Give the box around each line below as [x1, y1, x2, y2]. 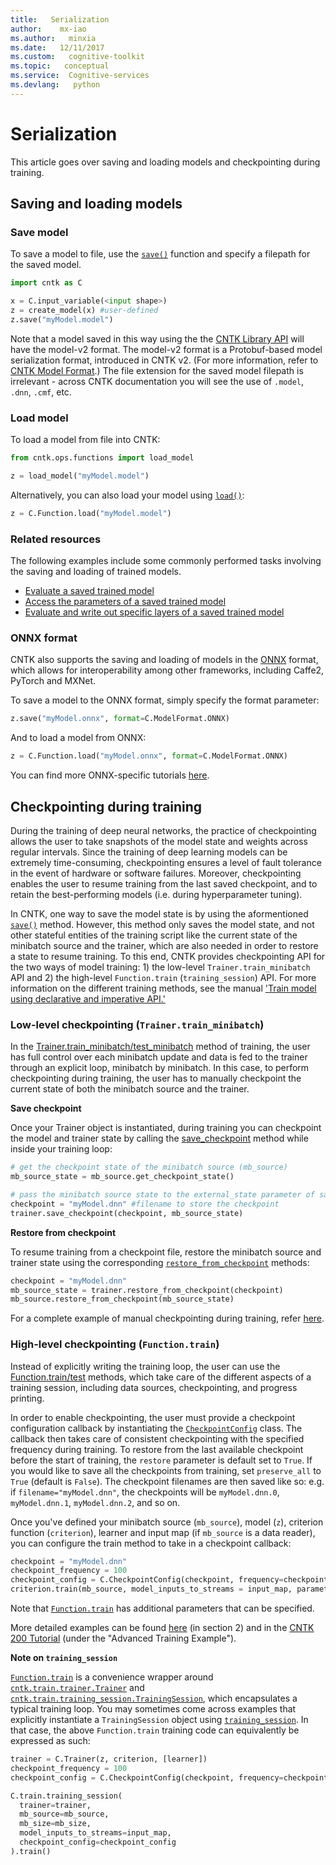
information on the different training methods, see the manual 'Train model [10, 982, 317, 994]
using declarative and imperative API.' [10, 992, 166, 1005]
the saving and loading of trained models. [10, 566, 182, 578]
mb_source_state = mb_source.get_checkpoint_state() [10, 1172, 235, 1182]
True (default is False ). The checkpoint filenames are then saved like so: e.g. [10, 1475, 325, 1487]
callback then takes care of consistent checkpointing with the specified [10, 1432, 305, 1445]
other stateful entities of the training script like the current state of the [10, 929, 298, 941]
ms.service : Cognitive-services [10, 71, 150, 81]
